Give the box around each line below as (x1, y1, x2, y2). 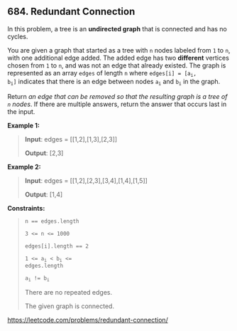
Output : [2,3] (24, 149, 64, 157)
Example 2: (7, 162, 41, 171)
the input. (7, 107, 35, 116)
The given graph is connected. (24, 302, 115, 310)
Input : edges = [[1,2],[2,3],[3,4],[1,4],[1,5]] (24, 176, 148, 184)
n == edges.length (24, 217, 79, 225)
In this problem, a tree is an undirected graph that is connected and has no (7, 24, 227, 33)
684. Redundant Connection (7, 6, 136, 18)
